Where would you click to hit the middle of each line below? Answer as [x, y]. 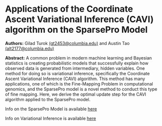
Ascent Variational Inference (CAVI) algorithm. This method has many [75, 79]
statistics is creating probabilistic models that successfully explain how [77, 63]
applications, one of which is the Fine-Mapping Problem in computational [79, 84]
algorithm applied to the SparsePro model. [48, 99]
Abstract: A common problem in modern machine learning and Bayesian [79, 58]
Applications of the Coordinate [69, 9]
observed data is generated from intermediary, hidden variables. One [75, 68]
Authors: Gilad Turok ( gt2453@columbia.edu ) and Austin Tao [67, 43]
